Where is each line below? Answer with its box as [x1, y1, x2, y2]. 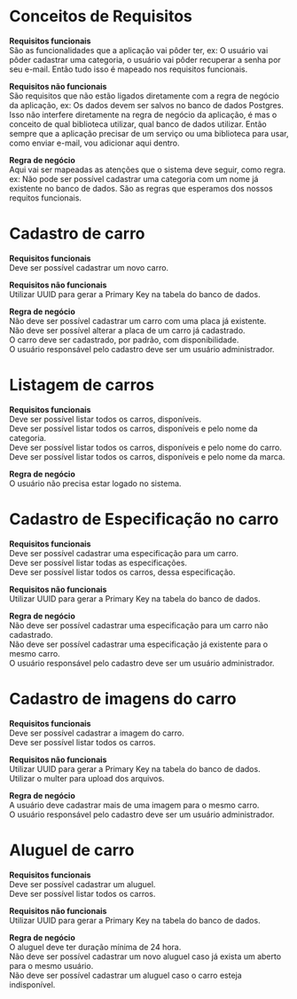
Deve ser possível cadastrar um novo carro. [9, 262, 169, 272]
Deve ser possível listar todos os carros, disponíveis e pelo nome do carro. [9, 442, 282, 452]
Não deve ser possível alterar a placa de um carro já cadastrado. [9, 325, 246, 335]
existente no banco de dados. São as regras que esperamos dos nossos [9, 183, 273, 193]
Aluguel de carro [9, 840, 135, 860]
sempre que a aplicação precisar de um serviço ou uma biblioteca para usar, [9, 128, 290, 138]
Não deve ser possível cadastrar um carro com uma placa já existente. [9, 315, 267, 326]
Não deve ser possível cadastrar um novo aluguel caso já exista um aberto [9, 951, 282, 962]
